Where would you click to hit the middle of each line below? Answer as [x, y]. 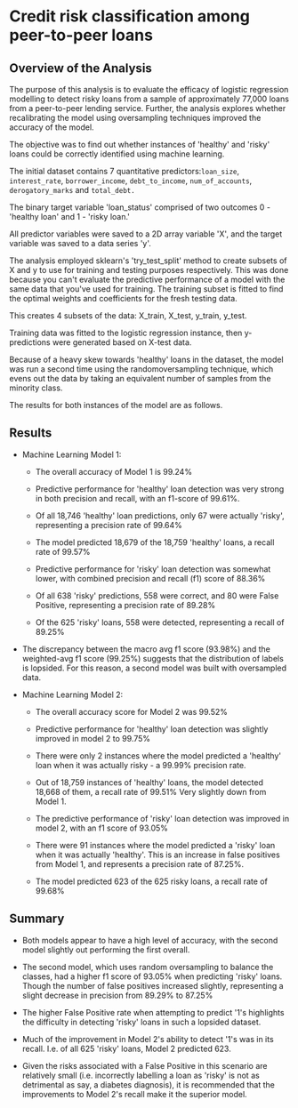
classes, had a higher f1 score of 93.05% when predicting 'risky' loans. [152, 976]
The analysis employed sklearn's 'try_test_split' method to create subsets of [148, 261]
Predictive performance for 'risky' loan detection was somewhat [153, 569]
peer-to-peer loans [81, 35]
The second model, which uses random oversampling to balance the [148, 967]
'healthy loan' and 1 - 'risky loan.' [70, 217]
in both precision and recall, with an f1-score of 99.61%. [137, 498]
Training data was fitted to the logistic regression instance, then [126, 333]
